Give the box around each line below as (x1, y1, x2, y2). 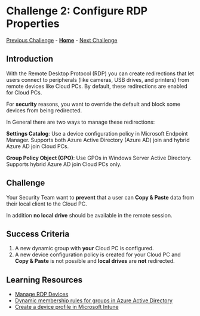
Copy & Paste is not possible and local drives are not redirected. (14, 257, 175, 265)
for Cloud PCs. (6, 88, 42, 96)
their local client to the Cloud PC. (6, 200, 88, 207)
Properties (6, 17, 60, 30)
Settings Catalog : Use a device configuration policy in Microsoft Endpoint (6, 130, 188, 137)
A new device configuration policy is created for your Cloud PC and (14, 251, 181, 258)
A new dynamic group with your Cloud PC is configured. (14, 245, 154, 252)
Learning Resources (6, 275, 82, 285)
